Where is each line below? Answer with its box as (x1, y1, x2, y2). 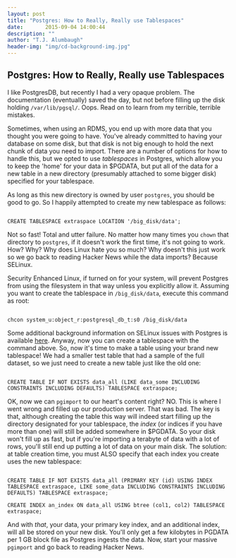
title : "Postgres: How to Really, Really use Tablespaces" (7, 17, 185, 24)
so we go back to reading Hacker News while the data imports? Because (7, 252, 218, 261)
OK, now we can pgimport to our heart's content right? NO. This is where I (7, 397, 221, 405)
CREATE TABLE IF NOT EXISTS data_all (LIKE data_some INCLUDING (7, 379, 200, 386)
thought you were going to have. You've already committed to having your (7, 131, 223, 140)
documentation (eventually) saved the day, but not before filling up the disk (7, 95, 225, 104)
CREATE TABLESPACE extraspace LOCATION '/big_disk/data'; (7, 218, 181, 225)
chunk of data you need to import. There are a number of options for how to (7, 146, 228, 155)
